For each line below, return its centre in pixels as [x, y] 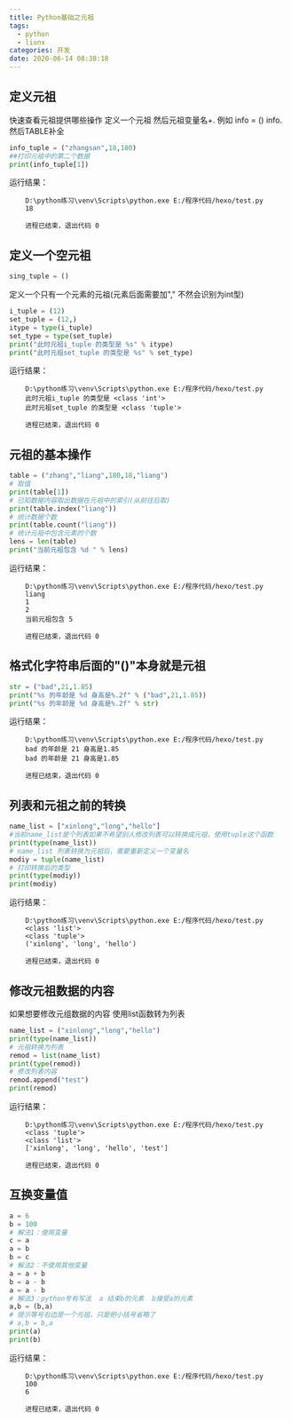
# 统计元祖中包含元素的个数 [53, 534]
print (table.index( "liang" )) [63, 508]
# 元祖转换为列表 [36, 1047]
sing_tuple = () [39, 276]
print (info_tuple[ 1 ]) [49, 164]
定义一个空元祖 [50, 255]
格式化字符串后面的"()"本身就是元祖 [108, 666]
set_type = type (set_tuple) [61, 336]
